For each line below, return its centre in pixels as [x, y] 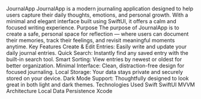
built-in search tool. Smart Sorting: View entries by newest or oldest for [94, 59]
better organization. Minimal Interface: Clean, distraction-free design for [95, 66]
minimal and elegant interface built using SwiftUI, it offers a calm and [91, 21]
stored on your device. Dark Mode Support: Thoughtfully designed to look [97, 78]
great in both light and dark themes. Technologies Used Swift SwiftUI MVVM [100, 85]
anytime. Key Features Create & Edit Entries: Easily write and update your [97, 47]
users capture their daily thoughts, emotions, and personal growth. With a [97, 15]
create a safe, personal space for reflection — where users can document [97, 34]
